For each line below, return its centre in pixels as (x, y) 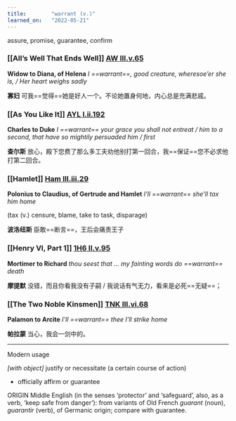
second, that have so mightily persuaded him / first (81, 137)
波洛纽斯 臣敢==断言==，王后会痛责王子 (66, 229)
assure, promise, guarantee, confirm (60, 40)
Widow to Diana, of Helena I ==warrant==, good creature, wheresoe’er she (117, 74)
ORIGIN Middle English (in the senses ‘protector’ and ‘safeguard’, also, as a (115, 395)
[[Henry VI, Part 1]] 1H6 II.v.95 (59, 248)
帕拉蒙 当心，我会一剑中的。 (48, 333)
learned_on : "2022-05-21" (48, 20)
